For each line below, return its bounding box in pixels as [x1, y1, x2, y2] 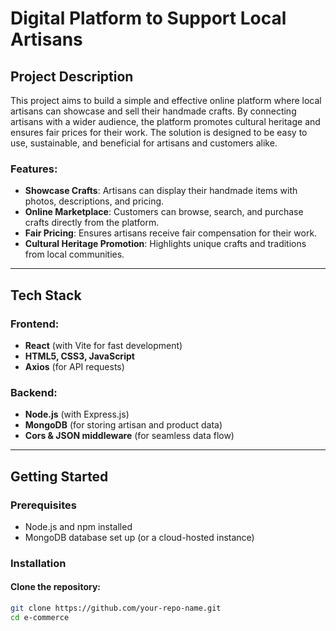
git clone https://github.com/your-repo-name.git [10, 603, 222, 614]
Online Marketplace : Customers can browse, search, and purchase [24, 206, 304, 218]
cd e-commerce [10, 612, 70, 622]
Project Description [10, 68, 134, 85]
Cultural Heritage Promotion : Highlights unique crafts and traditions [24, 238, 307, 250]
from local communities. [24, 248, 125, 261]
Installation [10, 556, 67, 570]
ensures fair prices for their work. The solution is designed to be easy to [10, 127, 308, 138]
